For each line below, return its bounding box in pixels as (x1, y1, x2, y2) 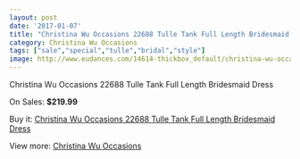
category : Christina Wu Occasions (9, 38, 138, 47)
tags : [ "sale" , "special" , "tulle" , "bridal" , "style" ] (9, 46, 205, 55)
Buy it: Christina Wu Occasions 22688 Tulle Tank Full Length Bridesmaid (9, 113, 276, 124)
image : (9, 54, 34, 63)
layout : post (9, 13, 58, 22)
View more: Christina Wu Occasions (9, 140, 142, 151)
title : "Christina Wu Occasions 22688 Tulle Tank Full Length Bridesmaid (9, 29, 290, 38)
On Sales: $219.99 (9, 96, 79, 107)
